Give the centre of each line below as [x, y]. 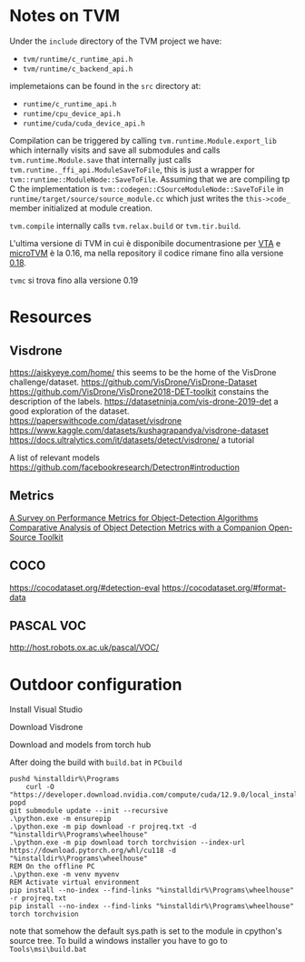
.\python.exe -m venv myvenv [64, 875]
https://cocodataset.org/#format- [224, 587]
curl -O [40, 787]
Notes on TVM [65, 16]
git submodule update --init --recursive [89, 811]
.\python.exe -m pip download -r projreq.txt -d [103, 827]
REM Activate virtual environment [75, 883]
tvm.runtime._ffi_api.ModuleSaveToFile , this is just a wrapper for [133, 169]
